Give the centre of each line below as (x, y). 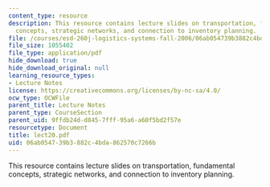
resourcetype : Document (48, 128)
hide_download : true (43, 61)
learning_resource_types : (51, 75)
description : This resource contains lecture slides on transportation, (133, 23)
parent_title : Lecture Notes (57, 105)
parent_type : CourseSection (55, 113)
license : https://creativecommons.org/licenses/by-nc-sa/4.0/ (115, 90)
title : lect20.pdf (39, 135)
